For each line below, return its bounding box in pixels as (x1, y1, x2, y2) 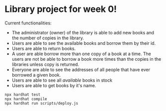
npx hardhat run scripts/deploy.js (4, 101, 79, 106)
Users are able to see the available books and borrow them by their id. (11, 40, 156, 46)
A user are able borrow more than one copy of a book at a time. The (11, 51, 151, 57)
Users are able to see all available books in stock (11, 77, 113, 83)
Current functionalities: (4, 20, 52, 26)
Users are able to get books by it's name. (11, 82, 96, 88)
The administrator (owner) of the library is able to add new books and (11, 29, 155, 35)
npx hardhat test (4, 92, 41, 97)
